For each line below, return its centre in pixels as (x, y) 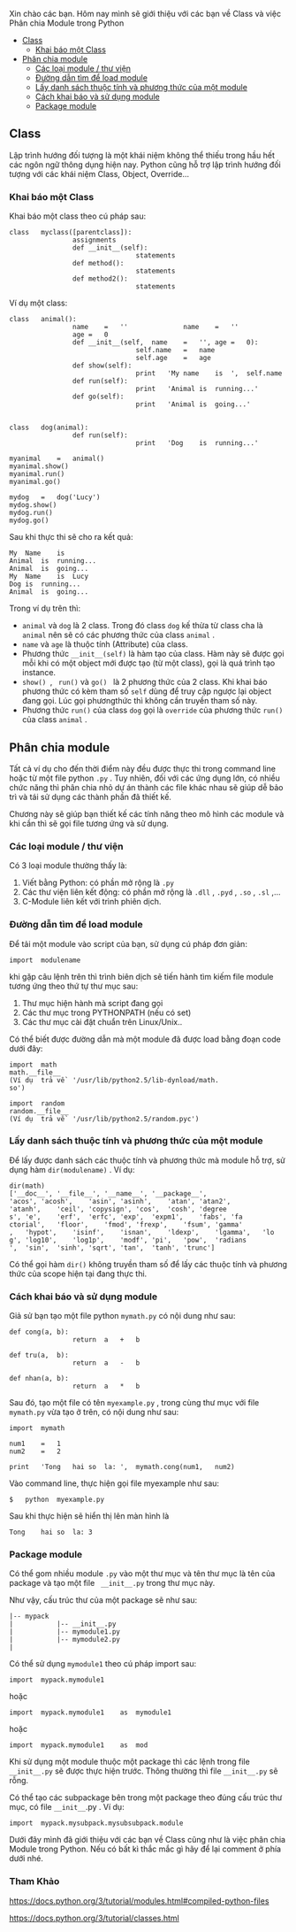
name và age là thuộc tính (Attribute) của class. (105, 644)
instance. (38, 673)
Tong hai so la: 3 (51, 1532)
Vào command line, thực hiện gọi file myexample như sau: (114, 1483)
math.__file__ (35, 1072)
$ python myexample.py (57, 1500)
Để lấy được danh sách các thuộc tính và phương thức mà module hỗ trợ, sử (147, 1160)
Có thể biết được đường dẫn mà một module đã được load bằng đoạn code (145, 1039)
